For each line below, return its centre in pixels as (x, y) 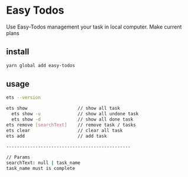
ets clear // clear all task (64, 130)
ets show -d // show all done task (72, 119)
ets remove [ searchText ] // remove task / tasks (71, 125)
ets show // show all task (63, 108)
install (18, 52)
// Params (18, 157)
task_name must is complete (41, 169)
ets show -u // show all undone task (75, 114)
